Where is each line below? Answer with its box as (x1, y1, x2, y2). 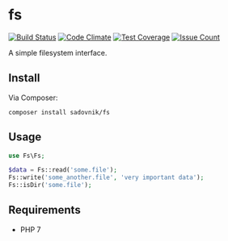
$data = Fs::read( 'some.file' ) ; (8, 166, 117, 174)
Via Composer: (8, 93, 58, 102)
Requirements (8, 203, 81, 217)
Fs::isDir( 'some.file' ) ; (8, 181, 92, 189)
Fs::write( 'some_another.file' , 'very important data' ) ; (8, 173, 205, 182)
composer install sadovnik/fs (8, 108, 111, 116)
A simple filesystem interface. (8, 48, 108, 57)
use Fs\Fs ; (8, 152, 45, 160)
